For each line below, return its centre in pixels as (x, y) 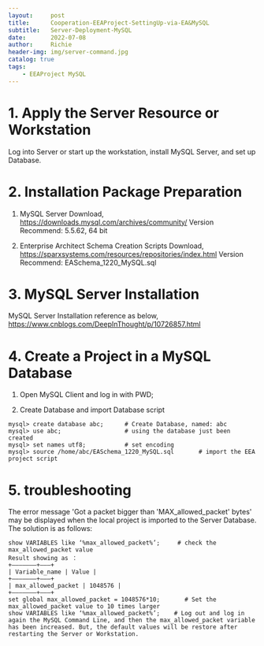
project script (33, 459)
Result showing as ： (43, 559)
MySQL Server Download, (61, 213)
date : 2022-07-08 (47, 37)
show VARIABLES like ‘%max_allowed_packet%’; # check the (112, 543)
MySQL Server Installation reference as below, (84, 316)
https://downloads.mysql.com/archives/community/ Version (117, 222)
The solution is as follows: (50, 529)
